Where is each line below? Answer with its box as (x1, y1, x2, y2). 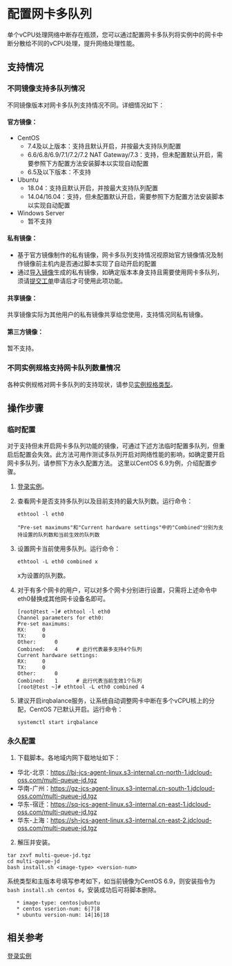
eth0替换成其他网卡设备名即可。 (17, 595, 109, 603)
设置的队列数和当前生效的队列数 (22, 531, 100, 539)
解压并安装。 (17, 837, 54, 846)
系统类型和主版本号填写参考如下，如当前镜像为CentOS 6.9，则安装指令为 (7, 877, 215, 885)
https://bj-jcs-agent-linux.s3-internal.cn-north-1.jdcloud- (50, 768, 213, 776)
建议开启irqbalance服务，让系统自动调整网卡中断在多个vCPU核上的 (17, 697, 209, 705)
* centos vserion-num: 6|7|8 (16, 905, 100, 912)
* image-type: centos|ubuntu (16, 899, 100, 906)
